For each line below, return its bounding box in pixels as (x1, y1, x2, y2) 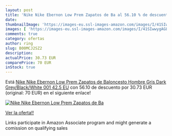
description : (5, 50, 33, 55)
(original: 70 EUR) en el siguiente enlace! (5, 90, 91, 96)
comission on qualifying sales (5, 125, 68, 131)
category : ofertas (5, 36, 45, 42)
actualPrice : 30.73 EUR (5, 55, 56, 61)
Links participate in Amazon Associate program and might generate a (5, 120, 152, 126)
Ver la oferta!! (5, 110, 34, 116)
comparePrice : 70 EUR (5, 60, 52, 65)
